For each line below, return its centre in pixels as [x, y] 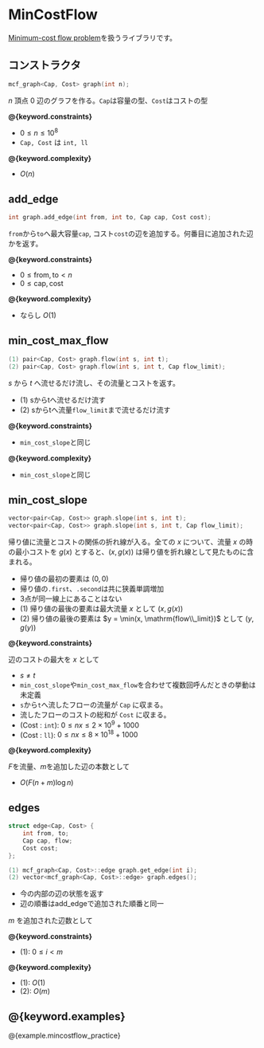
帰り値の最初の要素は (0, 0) [64, 579]
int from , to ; [46, 834]
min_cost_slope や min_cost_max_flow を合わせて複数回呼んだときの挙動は [138, 685]
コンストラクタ [45, 65]
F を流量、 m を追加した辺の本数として [69, 767]
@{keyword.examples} [67, 1017]
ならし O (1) [38, 315]
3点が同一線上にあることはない [71, 599]
